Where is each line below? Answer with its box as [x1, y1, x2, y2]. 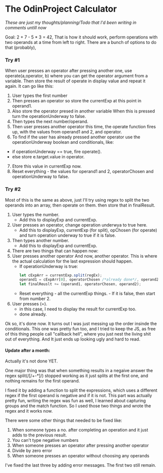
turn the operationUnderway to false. [12, 114, 86, 119]
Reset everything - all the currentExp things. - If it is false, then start [19, 291, 155, 297]
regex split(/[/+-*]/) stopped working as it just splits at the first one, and [5, 373, 148, 378]
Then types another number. [12, 237, 69, 243]
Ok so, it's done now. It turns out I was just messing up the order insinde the [5, 321, 157, 327]
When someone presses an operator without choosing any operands [12, 453, 149, 459]
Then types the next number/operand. [12, 118, 89, 125]
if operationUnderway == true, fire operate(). [12, 149, 102, 154]
